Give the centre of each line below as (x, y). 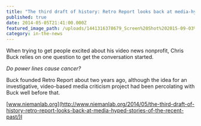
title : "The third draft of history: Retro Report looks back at (89, 12)
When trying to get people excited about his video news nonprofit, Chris (95, 51)
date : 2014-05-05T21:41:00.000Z (46, 23)
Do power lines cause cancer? (44, 68)
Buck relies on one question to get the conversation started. (80, 57)
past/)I (14, 117)
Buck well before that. (33, 93)
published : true (26, 17)
